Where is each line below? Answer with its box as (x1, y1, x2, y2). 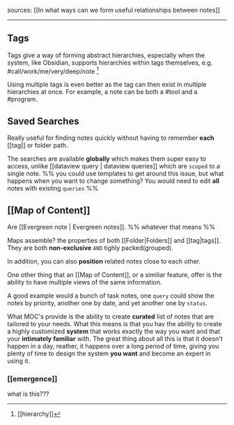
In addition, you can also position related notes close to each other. (7, 257, 201, 266)
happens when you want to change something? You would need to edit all (7, 177, 219, 185)
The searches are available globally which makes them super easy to (7, 154, 207, 163)
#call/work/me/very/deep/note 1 (7, 65, 99, 75)
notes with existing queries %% (7, 184, 99, 193)
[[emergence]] (7, 374, 58, 384)
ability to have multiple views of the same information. (7, 278, 162, 287)
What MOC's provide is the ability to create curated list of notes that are (7, 312, 214, 321)
